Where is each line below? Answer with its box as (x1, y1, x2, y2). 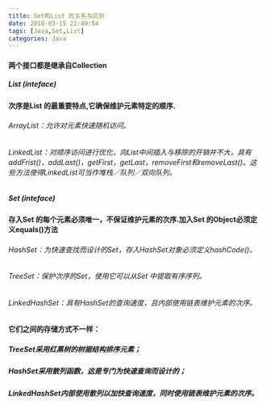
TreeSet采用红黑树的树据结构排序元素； (8, 344, 141, 354)
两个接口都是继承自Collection (8, 60, 107, 70)
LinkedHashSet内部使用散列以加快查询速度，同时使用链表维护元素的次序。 (8, 388, 259, 398)
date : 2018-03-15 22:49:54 (8, 19, 99, 27)
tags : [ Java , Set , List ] (8, 27, 85, 35)
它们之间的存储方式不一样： (8, 324, 101, 334)
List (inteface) (8, 79, 56, 89)
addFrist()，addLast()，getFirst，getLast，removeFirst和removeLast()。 (8, 158, 250, 167)
